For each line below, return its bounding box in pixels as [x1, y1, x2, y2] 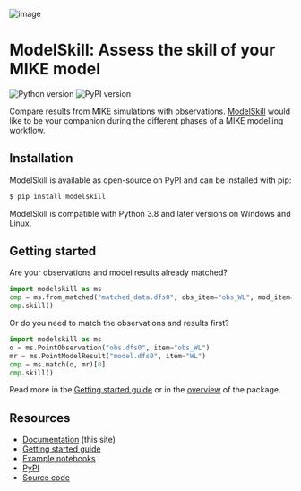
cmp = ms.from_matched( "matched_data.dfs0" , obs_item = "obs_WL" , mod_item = [9, 293, 295, 302]
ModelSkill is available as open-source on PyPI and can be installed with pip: [9, 175, 292, 185]
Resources [9, 410, 71, 426]
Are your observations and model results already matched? [9, 267, 228, 278]
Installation [9, 151, 73, 166]
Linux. [9, 218, 32, 228]
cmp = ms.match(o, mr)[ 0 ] [9, 359, 106, 369]
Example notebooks [21, 453, 96, 464]
